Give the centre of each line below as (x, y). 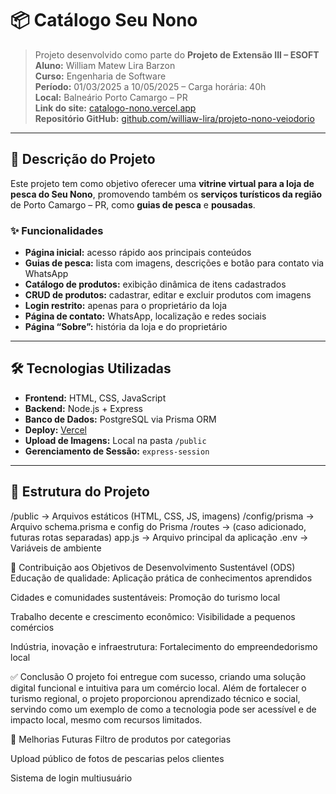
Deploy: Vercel (55, 429)
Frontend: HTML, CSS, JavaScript (95, 398)
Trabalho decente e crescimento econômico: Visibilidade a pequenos (153, 616)
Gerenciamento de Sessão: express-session (117, 451)
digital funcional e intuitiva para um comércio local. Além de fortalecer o (158, 688)
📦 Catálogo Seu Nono (104, 20)
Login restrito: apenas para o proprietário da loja (126, 306)
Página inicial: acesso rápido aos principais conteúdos (138, 253)
